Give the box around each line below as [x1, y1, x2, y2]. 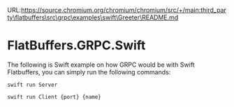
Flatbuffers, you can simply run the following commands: [7, 67, 171, 76]
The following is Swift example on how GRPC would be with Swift [7, 60, 195, 69]
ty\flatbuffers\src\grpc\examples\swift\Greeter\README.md [7, 13, 179, 22]
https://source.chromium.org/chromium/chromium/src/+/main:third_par [20, 6, 227, 14]
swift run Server [7, 81, 58, 88]
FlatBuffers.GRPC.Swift [7, 38, 146, 53]
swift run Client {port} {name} [7, 93, 101, 100]
